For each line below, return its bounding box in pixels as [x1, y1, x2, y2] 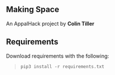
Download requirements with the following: [6, 52, 109, 59]
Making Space [6, 5, 60, 15]
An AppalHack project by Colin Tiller [6, 20, 95, 27]
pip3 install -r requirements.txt [20, 63, 104, 69]
